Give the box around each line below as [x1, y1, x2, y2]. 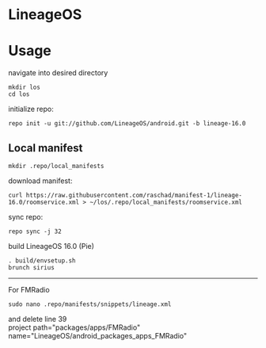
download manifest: [8, 176, 73, 185]
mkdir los [8, 83, 41, 92]
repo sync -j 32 [8, 228, 62, 235]
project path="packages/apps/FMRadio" [8, 323, 141, 332]
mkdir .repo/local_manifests [8, 162, 104, 170]
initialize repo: [8, 105, 54, 114]
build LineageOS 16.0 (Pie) [8, 241, 95, 250]
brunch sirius [8, 263, 55, 271]
